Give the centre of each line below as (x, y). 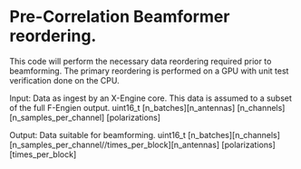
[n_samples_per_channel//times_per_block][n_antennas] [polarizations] (143, 144)
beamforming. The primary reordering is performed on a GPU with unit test (149, 71)
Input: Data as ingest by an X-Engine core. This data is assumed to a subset (151, 98)
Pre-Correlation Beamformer (120, 17)
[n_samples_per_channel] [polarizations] (85, 117)
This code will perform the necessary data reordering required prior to (141, 61)
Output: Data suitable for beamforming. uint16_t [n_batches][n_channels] (145, 134)
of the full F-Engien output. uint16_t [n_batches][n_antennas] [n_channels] (147, 107)
